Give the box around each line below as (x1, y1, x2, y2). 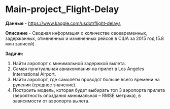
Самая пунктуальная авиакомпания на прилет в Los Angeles (12, 66, 145, 72)
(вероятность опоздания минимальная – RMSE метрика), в (12, 92, 141, 98)
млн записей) (5, 40, 35, 46)
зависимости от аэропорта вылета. (12, 97, 90, 104)
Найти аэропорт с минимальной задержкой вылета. (12, 60, 126, 66)
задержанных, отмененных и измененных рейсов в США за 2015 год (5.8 (5, 35, 164, 41)
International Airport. (12, 71, 56, 77)
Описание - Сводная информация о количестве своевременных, (5, 30, 148, 36)
